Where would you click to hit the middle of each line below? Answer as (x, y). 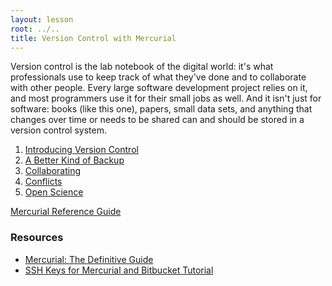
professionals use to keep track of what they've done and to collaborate (158, 77)
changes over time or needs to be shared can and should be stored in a (157, 120)
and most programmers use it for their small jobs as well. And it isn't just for (166, 98)
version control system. (58, 130)
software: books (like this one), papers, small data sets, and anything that (161, 109)
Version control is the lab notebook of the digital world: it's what (142, 67)
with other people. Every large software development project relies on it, (159, 88)
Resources (37, 238)
